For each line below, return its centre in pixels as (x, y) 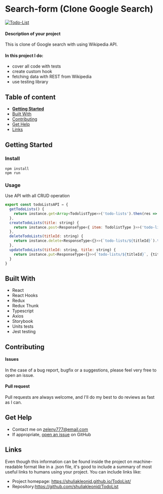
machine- (143, 461)
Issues (12, 359)
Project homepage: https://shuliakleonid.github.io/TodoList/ (71, 481)
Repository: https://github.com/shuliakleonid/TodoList (65, 486)
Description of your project (33, 34)
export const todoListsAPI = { (37, 205)
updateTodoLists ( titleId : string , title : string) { (63, 250)
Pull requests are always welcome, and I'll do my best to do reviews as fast (80, 397)
